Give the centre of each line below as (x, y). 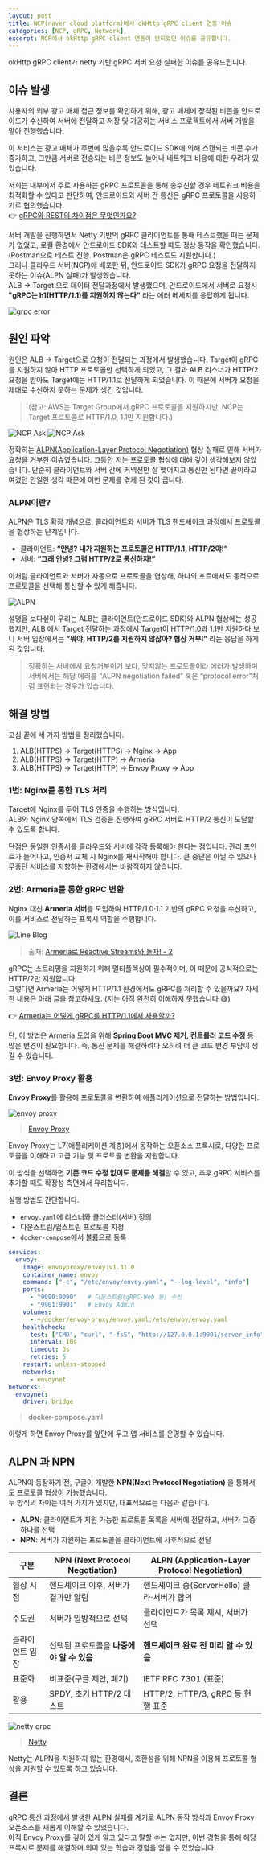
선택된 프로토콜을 (80, 1646)
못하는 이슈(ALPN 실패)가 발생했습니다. (70, 275)
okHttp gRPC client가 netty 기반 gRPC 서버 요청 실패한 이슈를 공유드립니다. (128, 62)
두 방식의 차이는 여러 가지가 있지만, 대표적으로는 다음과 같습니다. (109, 1503)
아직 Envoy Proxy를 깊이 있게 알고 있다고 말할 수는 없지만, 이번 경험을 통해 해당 (133, 1837)
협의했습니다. (44, 205)
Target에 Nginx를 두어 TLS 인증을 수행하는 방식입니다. (94, 809)
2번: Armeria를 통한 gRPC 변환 (66, 890)
